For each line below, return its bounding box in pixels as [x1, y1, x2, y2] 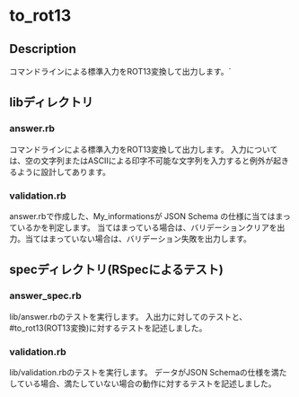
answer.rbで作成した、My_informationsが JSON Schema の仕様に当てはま [9, 210, 283, 221]
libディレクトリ [9, 95, 94, 110]
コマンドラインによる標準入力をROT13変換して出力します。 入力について [9, 144, 278, 154]
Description [9, 41, 76, 57]
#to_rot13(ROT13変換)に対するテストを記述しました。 [9, 322, 207, 333]
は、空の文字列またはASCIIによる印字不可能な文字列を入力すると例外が [9, 154, 274, 166]
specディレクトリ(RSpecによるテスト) [9, 262, 224, 278]
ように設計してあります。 [16, 166, 110, 177]
